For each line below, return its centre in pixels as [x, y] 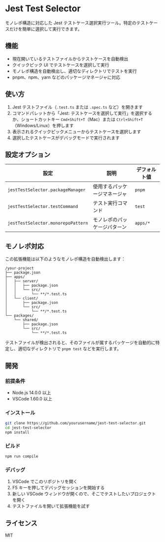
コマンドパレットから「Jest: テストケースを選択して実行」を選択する [82, 113]
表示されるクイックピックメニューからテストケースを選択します [77, 131]
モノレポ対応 [25, 246]
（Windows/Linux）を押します [43, 125]
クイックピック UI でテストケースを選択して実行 [61, 65]
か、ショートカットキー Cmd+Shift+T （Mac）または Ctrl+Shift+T [78, 119]
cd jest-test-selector [28, 428]
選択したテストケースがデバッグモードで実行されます [66, 138]
